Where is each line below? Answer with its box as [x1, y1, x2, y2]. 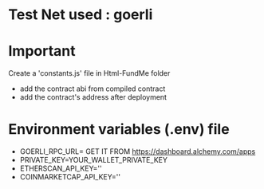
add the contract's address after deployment [19, 93, 167, 102]
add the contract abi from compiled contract [19, 84, 166, 93]
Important [8, 42, 76, 61]
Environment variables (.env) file [8, 120, 230, 139]
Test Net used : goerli [8, 6, 153, 24]
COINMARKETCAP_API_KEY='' [19, 172, 121, 182]
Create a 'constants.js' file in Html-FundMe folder [8, 69, 171, 78]
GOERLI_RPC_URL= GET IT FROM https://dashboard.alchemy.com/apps [19, 147, 256, 156]
